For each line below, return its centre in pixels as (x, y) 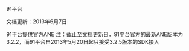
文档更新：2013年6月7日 (37, 22)
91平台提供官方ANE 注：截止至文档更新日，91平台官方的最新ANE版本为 (94, 34)
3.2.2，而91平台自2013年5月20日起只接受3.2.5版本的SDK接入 (83, 42)
